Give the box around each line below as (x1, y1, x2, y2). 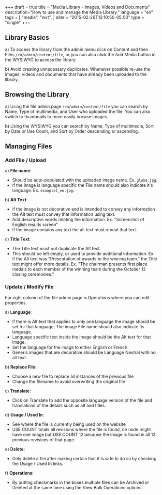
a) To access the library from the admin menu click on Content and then (5, 46, 148, 52)
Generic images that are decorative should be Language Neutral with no (12, 349, 156, 355)
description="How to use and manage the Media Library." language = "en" (5, 9, 154, 15)
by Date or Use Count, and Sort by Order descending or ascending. (5, 128, 139, 134)
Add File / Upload (5, 157, 46, 163)
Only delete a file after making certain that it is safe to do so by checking (12, 455, 157, 461)
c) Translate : (5, 388, 31, 394)
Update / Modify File (5, 284, 54, 290)
